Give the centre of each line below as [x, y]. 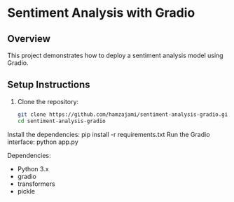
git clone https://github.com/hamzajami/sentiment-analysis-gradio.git [124, 114]
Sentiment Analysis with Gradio [101, 13]
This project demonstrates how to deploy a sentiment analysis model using [115, 55]
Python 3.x [33, 168]
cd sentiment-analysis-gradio [62, 121]
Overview [29, 39]
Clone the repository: [48, 101]
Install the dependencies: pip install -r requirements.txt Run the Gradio [109, 134]
